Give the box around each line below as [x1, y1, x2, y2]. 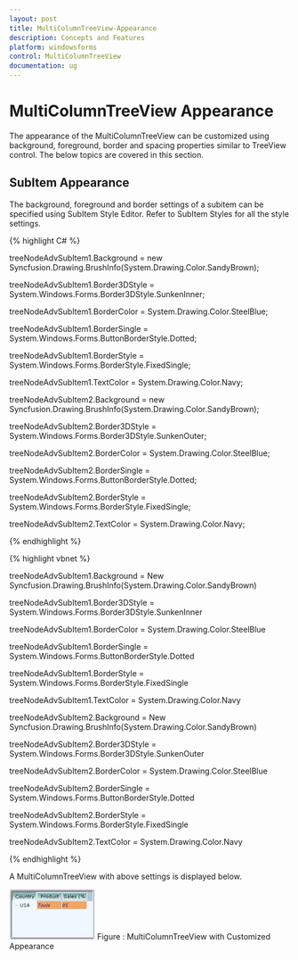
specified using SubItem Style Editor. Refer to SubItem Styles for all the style [9, 208, 289, 219]
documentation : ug [9, 62, 77, 70]
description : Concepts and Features [9, 33, 145, 42]
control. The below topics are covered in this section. [9, 149, 205, 160]
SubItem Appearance [9, 175, 130, 191]
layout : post [9, 14, 58, 23]
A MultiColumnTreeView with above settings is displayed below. [9, 871, 243, 881]
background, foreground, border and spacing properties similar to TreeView [9, 139, 286, 151]
